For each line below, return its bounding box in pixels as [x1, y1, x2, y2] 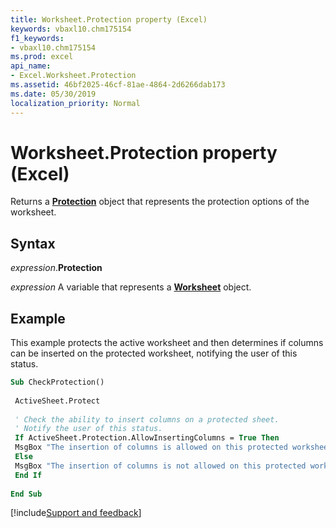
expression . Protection [10, 262, 103, 274]
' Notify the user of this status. [14, 424, 163, 434]
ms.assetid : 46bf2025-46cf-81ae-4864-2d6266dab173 [10, 80, 226, 90]
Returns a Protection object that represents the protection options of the [10, 196, 310, 208]
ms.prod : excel [10, 52, 74, 62]
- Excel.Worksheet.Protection [10, 71, 137, 81]
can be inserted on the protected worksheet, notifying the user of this [10, 347, 298, 360]
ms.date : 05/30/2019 [10, 89, 97, 99]
